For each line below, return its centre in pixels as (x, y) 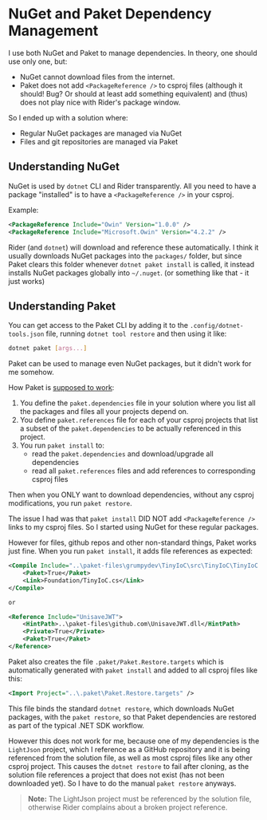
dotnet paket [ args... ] (48, 349)
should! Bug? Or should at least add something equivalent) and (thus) (134, 93)
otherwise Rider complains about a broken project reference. (128, 807)
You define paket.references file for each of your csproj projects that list (139, 420)
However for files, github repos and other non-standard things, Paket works (132, 542)
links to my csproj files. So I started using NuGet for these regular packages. (133, 527)
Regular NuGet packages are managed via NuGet (100, 133)
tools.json (26, 335)
